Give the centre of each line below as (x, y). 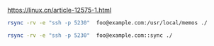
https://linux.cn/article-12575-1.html (60, 10)
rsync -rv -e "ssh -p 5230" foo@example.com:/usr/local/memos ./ (107, 23)
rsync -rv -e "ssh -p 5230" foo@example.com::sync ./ (90, 35)
